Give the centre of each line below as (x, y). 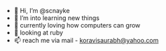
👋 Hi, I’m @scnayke (42, 11)
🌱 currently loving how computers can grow (77, 25)
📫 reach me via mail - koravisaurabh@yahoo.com (86, 40)
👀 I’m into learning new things (57, 18)
